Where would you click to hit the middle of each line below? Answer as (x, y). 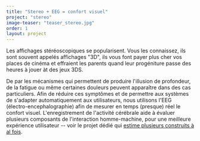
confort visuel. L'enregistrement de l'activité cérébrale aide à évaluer (90, 113)
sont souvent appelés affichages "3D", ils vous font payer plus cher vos (94, 57)
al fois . (14, 132)
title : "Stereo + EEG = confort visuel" (57, 12)
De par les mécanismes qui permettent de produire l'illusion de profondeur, (99, 82)
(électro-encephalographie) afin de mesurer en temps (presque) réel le (93, 106)
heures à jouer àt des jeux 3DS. (45, 70)
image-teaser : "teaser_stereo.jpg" (50, 23)
